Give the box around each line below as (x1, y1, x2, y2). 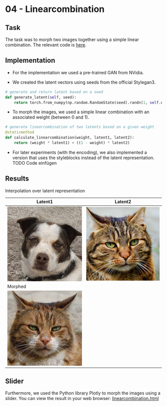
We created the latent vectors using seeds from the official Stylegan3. (12, 79, 156, 85)
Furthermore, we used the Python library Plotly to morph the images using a (5, 390, 161, 396)
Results (5, 175, 29, 183)
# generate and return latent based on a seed (5, 89, 103, 94)
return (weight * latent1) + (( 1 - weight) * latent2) (14, 141, 130, 146)
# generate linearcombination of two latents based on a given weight (5, 125, 155, 130)
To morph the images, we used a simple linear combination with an (12, 109, 150, 115)
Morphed (7, 283, 26, 290)
